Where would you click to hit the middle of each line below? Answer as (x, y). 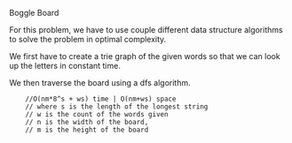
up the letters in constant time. (65, 66)
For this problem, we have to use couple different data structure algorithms (146, 30)
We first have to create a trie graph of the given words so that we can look (145, 56)
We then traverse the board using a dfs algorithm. (100, 83)
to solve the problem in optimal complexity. (88, 39)
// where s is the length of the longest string (117, 107)
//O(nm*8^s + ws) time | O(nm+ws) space (101, 99)
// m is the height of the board (87, 130)
